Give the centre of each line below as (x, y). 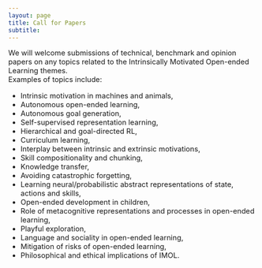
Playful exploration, (53, 229)
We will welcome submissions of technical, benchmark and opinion (122, 53)
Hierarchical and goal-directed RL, (79, 131)
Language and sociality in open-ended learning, (102, 238)
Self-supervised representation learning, (89, 122)
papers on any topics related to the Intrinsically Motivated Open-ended (129, 62)
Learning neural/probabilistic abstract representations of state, (127, 184)
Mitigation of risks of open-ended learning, (94, 246)
